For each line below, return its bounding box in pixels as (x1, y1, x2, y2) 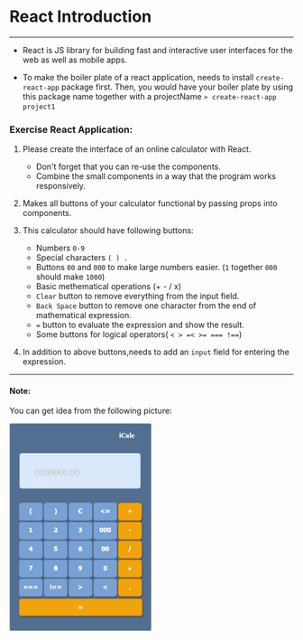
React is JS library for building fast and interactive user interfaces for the (22, 44, 293, 55)
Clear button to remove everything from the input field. (35, 291, 240, 302)
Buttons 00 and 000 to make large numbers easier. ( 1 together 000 (35, 262, 278, 273)
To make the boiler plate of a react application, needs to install (22, 71, 254, 82)
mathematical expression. (35, 310, 133, 321)
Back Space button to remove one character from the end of (35, 300, 257, 311)
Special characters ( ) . (35, 252, 129, 263)
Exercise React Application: (9, 123, 133, 136)
